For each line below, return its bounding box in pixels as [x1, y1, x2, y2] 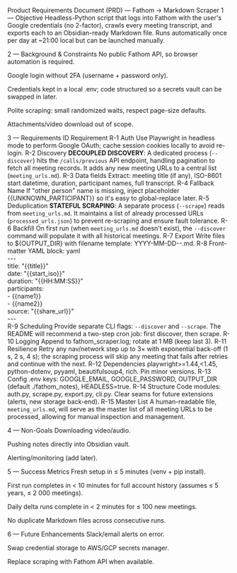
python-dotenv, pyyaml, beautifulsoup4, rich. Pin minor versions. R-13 [7, 367, 212, 375]
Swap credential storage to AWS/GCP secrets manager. [7, 544, 170, 552]
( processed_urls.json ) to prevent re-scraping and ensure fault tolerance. [7, 216, 220, 225]
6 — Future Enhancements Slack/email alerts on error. [7, 530, 165, 538]
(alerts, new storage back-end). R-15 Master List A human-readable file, [7, 397, 217, 406]
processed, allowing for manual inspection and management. [7, 413, 185, 421]
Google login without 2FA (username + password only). [7, 71, 168, 79]
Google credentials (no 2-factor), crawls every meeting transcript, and [7, 21, 212, 29]
